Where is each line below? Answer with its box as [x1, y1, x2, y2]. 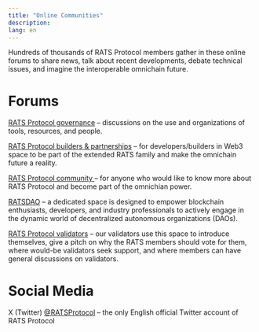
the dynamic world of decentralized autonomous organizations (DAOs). [8, 214, 238, 223]
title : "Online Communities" [8, 11, 104, 20]
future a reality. [8, 158, 57, 168]
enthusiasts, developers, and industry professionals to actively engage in [8, 205, 245, 215]
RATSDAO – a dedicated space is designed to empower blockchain [8, 197, 224, 207]
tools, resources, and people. [8, 127, 103, 136]
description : [8, 19, 51, 27]
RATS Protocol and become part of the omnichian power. [8, 182, 192, 191]
